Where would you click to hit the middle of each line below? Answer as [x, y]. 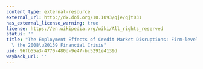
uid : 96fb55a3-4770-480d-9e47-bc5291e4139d [62, 51]
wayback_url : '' [27, 56]
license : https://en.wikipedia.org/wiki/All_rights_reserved [85, 28]
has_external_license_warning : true [52, 23]
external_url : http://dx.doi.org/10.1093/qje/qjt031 [74, 17]
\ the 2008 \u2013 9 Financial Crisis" [59, 46]
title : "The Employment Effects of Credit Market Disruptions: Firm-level [102, 40]
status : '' [20, 34]
